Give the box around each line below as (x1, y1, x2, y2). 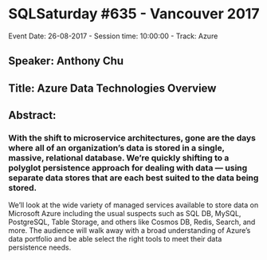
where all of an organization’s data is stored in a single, (8, 143, 225, 154)
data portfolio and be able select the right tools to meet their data (8, 234, 222, 244)
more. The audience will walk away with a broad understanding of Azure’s (8, 226, 251, 235)
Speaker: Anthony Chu (8, 54, 124, 68)
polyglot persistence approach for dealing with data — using (8, 163, 248, 174)
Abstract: (8, 108, 57, 122)
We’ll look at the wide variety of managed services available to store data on (8, 200, 259, 210)
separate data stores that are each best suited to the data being (8, 172, 259, 183)
